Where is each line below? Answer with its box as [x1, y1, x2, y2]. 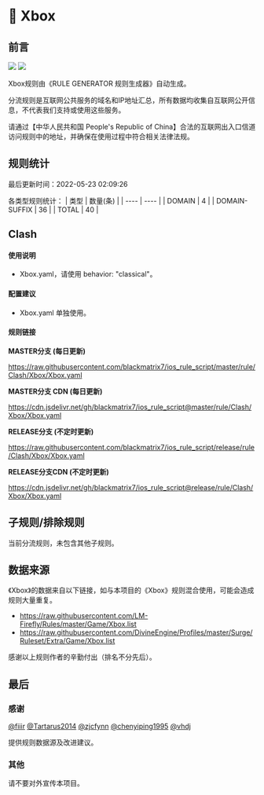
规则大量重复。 [8, 595, 57, 605]
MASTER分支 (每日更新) [8, 346, 86, 356]
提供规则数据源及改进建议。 [8, 738, 98, 747]
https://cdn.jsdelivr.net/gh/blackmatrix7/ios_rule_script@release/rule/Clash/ [8, 482, 254, 492]
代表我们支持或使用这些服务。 [28, 105, 126, 115]
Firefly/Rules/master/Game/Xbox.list [19, 620, 137, 629]
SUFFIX [8, 204, 33, 214]
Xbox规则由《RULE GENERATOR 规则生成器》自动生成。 [8, 79, 191, 88]
